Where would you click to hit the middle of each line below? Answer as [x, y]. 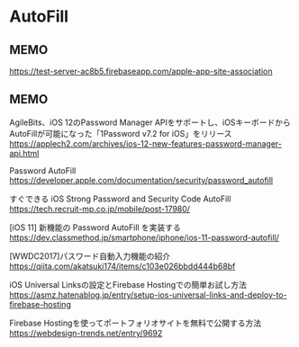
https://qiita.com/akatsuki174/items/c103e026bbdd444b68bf [122, 266]
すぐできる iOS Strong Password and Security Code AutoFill [120, 199]
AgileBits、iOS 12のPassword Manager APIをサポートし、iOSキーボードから [150, 122]
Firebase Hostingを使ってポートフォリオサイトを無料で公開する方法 [136, 323]
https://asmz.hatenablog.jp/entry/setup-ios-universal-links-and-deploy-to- [148, 295]
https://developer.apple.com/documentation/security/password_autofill [141, 180]
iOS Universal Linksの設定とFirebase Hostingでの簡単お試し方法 [128, 284]
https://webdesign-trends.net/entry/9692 [86, 333]
